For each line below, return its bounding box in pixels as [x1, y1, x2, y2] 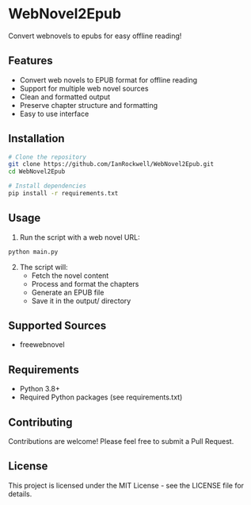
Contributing [8, 415, 73, 429]
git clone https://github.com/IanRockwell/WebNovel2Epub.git [8, 160, 215, 168]
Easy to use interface [19, 109, 89, 118]
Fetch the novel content [31, 271, 109, 280]
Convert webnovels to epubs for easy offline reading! [8, 31, 182, 40]
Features [8, 54, 53, 67]
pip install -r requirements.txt [8, 190, 119, 198]
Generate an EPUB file [31, 287, 105, 297]
